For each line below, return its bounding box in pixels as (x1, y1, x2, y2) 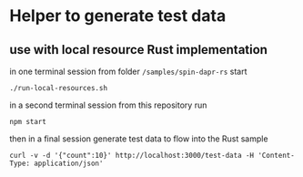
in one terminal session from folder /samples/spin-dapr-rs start (9, 66, 247, 77)
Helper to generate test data (9, 5, 227, 26)
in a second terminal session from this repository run (9, 99, 207, 110)
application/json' (33, 159, 104, 168)
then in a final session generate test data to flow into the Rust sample (9, 133, 268, 144)
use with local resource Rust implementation (9, 42, 268, 57)
